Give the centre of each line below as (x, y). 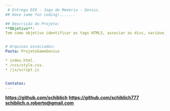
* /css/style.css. (25, 65)
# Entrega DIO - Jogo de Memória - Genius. (54, 10)
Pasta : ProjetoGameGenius (32, 51)
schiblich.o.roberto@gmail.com (40, 103)
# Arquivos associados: (30, 47)
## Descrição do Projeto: (32, 24)
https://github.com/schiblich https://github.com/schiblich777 (72, 98)
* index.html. (20, 61)
